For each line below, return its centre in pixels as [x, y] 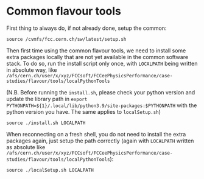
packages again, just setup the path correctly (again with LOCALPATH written [100, 141]
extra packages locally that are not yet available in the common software [97, 57]
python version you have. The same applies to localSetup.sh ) [84, 111]
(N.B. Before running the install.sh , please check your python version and [101, 92]
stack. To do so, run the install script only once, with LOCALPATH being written [102, 63]
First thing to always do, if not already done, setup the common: [86, 28]
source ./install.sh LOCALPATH [46, 123]
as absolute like [26, 147]
